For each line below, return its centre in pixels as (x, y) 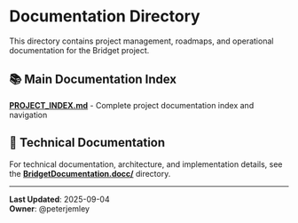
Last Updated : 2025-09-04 (59, 199)
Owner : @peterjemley (50, 208)
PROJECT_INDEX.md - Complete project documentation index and (132, 105)
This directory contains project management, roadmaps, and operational (141, 41)
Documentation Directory (105, 16)
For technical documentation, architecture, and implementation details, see (146, 164)
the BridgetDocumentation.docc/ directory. (90, 173)
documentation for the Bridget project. (79, 50)
